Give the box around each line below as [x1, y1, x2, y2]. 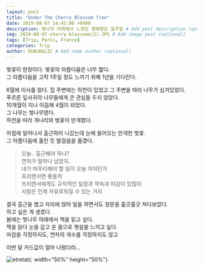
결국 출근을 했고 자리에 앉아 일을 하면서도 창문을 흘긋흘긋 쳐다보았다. [6, 201, 168, 208]
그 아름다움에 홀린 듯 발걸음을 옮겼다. [6, 137, 94, 144]
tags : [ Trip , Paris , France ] [6, 37, 80, 43]
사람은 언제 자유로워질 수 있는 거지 [21, 187, 103, 194]
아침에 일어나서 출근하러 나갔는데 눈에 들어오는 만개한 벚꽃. [6, 129, 146, 136]
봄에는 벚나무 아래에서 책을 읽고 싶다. [6, 216, 94, 223]
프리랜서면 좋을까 [21, 172, 63, 179]
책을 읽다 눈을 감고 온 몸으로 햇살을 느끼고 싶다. [6, 223, 118, 230]
